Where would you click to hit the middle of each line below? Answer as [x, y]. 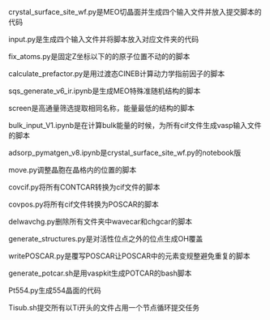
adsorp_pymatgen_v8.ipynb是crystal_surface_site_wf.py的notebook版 [125, 153]
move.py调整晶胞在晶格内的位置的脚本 [73, 170]
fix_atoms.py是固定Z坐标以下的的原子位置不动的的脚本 [99, 56]
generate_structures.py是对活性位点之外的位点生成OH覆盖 [106, 239]
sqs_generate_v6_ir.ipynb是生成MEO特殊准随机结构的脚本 [105, 91]
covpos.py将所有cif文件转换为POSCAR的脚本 [84, 204]
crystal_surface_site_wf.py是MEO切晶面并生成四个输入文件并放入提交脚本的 [135, 12]
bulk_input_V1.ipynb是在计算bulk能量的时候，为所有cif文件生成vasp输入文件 [135, 125]
